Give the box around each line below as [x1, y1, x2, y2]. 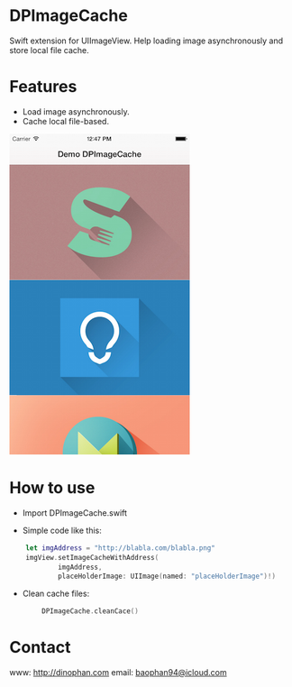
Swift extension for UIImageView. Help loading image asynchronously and [9, 35, 284, 46]
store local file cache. [9, 44, 90, 55]
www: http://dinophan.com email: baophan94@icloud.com [9, 667, 227, 678]
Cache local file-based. [22, 115, 110, 126]
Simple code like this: [22, 525, 102, 536]
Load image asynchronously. [22, 105, 130, 117]
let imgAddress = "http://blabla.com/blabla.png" [25, 543, 216, 553]
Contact [9, 637, 71, 658]
